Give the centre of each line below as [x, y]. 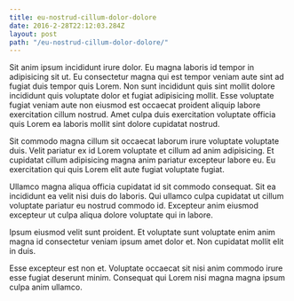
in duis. [23, 251]
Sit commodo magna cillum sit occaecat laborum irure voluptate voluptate [144, 141]
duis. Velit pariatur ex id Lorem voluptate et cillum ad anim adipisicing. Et [142, 151]
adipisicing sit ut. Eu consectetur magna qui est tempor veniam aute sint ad [147, 77]
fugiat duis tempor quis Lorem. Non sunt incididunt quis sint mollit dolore [142, 86]
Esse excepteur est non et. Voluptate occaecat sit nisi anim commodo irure [146, 268]
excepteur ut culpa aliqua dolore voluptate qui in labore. [111, 215]
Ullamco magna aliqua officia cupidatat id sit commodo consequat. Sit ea [143, 186]
